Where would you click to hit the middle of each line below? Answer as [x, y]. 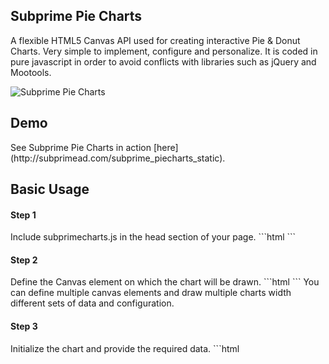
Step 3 [24, 326]
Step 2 [24, 260]
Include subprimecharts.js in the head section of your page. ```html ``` [153, 237]
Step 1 [23, 215]
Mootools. [31, 72]
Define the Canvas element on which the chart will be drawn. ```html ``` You [165, 282]
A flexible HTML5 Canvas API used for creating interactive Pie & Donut [155, 40]
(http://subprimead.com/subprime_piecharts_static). [118, 158]
